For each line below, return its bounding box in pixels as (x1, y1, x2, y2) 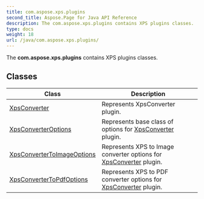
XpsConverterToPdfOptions (9, 175, 88, 183)
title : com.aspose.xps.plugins (6, 9, 86, 15)
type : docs (6, 26, 34, 32)
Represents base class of (101, 117, 174, 125)
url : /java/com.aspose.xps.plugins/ (6, 37, 99, 43)
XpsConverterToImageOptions (9, 150, 96, 158)
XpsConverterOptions (9, 125, 72, 133)
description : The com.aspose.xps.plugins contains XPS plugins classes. (6, 20, 194, 26)
